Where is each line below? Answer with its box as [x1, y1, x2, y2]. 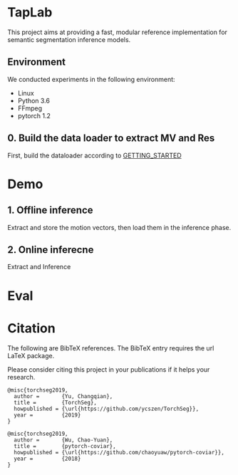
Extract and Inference [7, 263, 71, 271]
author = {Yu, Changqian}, [14, 392, 113, 400]
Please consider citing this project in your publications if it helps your [7, 365, 210, 374]
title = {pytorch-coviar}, [14, 442, 116, 449]
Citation [7, 320, 56, 336]
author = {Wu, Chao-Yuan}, [14, 436, 113, 444]
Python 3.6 [17, 96, 50, 105]
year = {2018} [14, 455, 81, 462]
